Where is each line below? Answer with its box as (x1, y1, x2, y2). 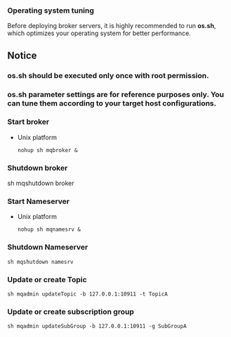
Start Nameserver (7, 196, 70, 206)
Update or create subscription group (7, 307, 135, 317)
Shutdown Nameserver (7, 242, 88, 252)
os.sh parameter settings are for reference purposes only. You (7, 89, 225, 99)
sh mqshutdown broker (7, 179, 75, 188)
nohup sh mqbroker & (17, 146, 78, 153)
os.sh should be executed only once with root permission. (7, 70, 209, 80)
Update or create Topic (7, 274, 87, 284)
